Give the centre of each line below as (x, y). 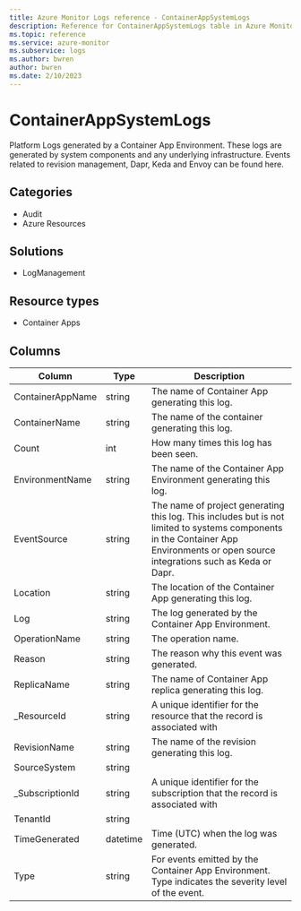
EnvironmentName (53, 479)
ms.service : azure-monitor (60, 43)
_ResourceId (40, 716)
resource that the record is (207, 716)
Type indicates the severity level (219, 881)
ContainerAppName (56, 397)
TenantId (32, 819)
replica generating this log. (207, 690)
